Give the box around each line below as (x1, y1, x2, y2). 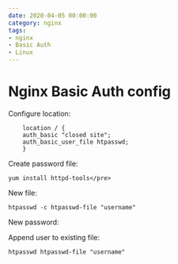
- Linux (8, 48, 34, 56)
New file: (8, 188, 38, 197)
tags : (8, 26, 26, 34)
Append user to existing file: (8, 232, 100, 242)
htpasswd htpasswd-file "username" (8, 247, 126, 256)
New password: (8, 217, 59, 227)
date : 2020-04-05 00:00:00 (8, 11, 97, 20)
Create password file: (8, 159, 78, 168)
